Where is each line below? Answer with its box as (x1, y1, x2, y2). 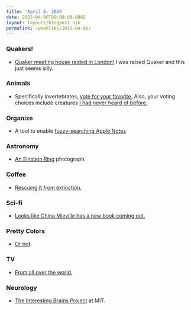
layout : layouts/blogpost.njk (6, 20, 81, 25)
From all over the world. (14, 269, 73, 276)
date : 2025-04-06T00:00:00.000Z (6, 14, 86, 20)
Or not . (14, 241, 33, 248)
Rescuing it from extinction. (14, 184, 82, 191)
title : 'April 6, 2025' (6, 8, 65, 15)
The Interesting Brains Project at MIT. (14, 297, 106, 304)
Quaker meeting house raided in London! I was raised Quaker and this (14, 58, 185, 65)
